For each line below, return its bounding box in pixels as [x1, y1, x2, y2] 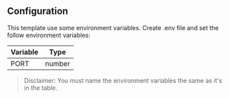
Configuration [7, 5, 69, 17]
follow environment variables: [7, 31, 91, 39]
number [45, 58, 71, 68]
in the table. [23, 84, 58, 92]
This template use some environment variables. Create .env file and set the [7, 23, 219, 32]
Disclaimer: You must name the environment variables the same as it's [23, 76, 223, 84]
